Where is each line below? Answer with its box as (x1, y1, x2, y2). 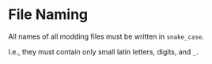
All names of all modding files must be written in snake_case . (8, 32, 204, 41)
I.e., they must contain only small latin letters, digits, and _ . (8, 47, 199, 56)
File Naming (8, 6, 89, 24)
